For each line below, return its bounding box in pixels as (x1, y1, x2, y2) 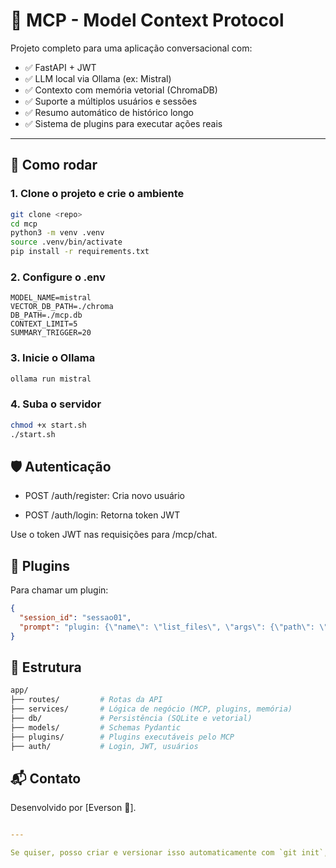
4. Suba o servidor (10, 397, 102, 411)
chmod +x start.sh (10, 420, 87, 430)
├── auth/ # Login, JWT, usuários (10, 741, 199, 751)
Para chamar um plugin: (10, 584, 109, 596)
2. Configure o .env (10, 270, 106, 284)
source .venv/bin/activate (10, 237, 123, 248)
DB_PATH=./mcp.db (10, 310, 83, 321)
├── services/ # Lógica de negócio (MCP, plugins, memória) (10, 704, 293, 714)
